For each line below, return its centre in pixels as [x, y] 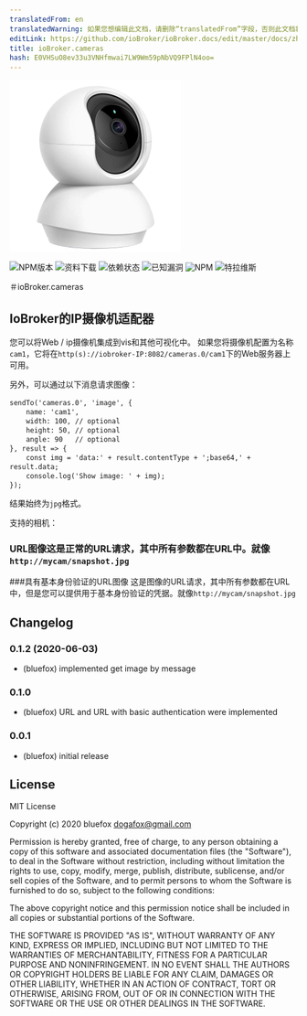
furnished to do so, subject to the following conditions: [112, 891]
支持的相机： [33, 522]
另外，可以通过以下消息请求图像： [74, 384]
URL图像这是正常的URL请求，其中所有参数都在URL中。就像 [140, 549]
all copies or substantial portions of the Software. [102, 918]
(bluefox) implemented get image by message [109, 668]
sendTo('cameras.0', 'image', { [71, 402]
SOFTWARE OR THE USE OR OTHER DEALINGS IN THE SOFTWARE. [138, 1004]
